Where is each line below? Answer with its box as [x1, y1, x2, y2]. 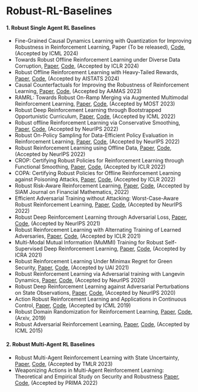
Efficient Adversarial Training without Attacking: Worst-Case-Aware [14, 195, 179, 202]
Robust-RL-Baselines [6, 4, 112, 18]
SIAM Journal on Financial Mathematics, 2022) [14, 189, 129, 196]
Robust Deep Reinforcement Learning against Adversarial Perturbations [14, 283, 189, 290]
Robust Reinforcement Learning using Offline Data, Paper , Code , [14, 144, 172, 152]
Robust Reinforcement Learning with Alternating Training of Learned [14, 227, 181, 234]
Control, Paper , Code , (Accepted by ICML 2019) [14, 302, 131, 309]
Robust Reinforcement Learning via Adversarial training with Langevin [14, 270, 185, 278]
